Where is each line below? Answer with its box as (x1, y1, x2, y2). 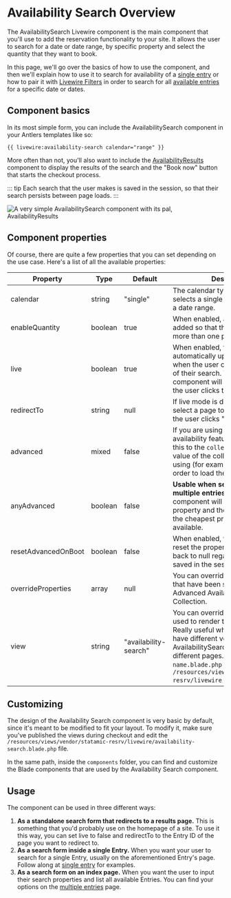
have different (173, 633, 218, 643)
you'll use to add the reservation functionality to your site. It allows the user (7, 34, 221, 43)
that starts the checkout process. (7, 170, 101, 178)
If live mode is (173, 396, 218, 406)
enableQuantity (10, 323, 60, 332)
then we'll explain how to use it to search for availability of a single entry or (7, 70, 219, 79)
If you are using (173, 425, 223, 435)
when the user (173, 360, 219, 369)
